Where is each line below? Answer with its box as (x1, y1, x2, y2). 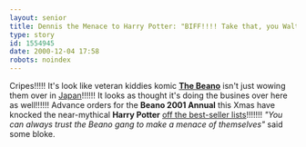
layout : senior (9, 13, 67, 23)
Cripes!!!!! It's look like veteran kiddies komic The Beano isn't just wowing (9, 81, 286, 91)
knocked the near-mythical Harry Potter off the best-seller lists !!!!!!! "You (9, 110, 283, 120)
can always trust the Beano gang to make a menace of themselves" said (9, 119, 284, 130)
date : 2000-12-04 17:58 (9, 47, 100, 56)
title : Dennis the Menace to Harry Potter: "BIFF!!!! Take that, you (9, 22, 280, 31)
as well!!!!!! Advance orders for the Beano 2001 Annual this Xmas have (9, 100, 276, 110)
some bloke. (9, 129, 56, 139)
